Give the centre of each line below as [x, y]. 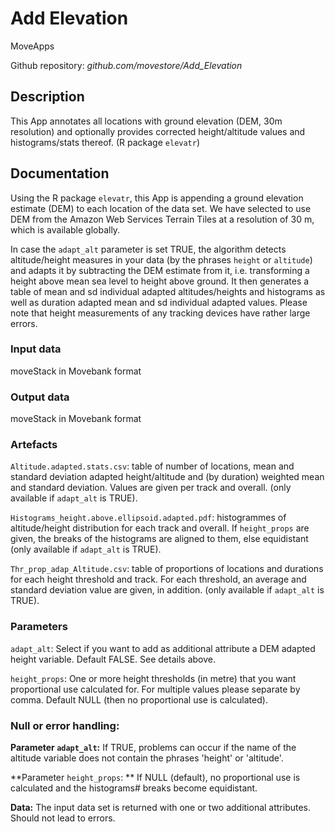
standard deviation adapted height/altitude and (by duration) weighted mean [167, 477]
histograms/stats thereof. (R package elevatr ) [105, 142]
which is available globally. [65, 229]
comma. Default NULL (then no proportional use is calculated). [139, 699]
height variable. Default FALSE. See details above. [113, 659]
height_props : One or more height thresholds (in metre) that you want [153, 678]
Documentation [60, 173]
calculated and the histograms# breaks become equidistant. [134, 788]
